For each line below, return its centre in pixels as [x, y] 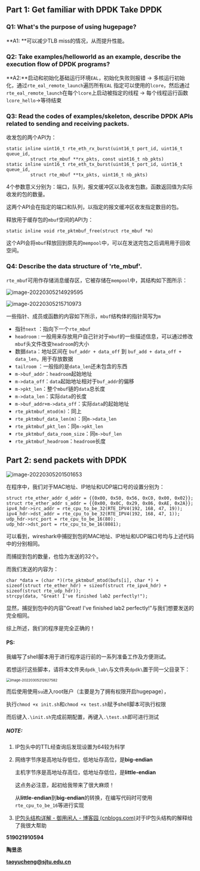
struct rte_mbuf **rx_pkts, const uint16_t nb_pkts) [97, 159]
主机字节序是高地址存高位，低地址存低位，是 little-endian [85, 772]
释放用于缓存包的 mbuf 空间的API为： [50, 220]
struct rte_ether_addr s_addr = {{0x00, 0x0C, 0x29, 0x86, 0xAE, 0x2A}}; [100, 503]
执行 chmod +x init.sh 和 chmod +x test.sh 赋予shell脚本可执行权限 [86, 704]
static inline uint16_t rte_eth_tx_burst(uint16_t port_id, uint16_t [95, 165]
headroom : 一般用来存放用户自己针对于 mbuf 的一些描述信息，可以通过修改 [104, 336]
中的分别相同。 [24, 544]
